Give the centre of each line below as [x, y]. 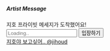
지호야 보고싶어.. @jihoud [37, 41]
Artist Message [27, 8]
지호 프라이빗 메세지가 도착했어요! [46, 24]
